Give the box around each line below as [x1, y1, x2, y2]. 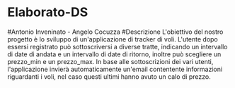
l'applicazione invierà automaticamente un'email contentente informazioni [7, 65, 223, 73]
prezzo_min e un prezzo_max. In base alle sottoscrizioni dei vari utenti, [7, 57, 214, 65]
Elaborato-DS [7, 4, 88, 20]
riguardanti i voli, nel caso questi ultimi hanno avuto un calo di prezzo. [7, 72, 211, 81]
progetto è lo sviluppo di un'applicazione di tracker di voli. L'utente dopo [7, 34, 218, 43]
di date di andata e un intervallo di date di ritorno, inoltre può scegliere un [7, 50, 222, 58]
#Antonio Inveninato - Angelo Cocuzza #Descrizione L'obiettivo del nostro [7, 27, 224, 36]
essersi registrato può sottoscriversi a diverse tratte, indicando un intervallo [7, 42, 228, 51]
